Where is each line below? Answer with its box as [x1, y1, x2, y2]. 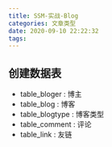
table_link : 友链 [19, 130, 73, 140]
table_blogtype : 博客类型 [19, 110, 105, 120]
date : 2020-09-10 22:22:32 [8, 27, 99, 35]
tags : [8, 34, 27, 43]
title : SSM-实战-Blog [8, 11, 79, 20]
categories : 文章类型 [8, 19, 77, 27]
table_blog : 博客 [19, 99, 76, 109]
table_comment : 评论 [19, 120, 92, 129]
